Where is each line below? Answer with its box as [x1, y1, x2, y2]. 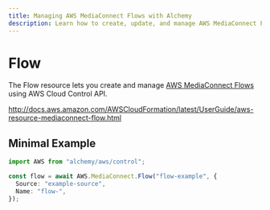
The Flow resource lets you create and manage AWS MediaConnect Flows [8, 80, 255, 90]
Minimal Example [8, 136, 96, 150]
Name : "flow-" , [15, 187, 67, 196]
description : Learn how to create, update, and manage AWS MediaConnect [8, 19, 257, 27]
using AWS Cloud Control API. [8, 89, 108, 99]
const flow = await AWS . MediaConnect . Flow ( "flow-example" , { [8, 172, 218, 181]
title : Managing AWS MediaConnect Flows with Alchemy [8, 11, 193, 20]
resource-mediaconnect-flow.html [8, 113, 122, 123]
